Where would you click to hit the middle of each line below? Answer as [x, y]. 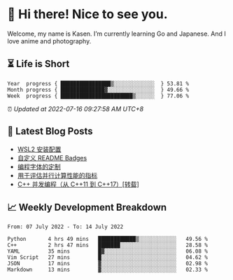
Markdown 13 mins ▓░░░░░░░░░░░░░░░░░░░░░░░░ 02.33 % [108, 270]
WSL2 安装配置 [39, 149]
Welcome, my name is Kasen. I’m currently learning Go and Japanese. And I [116, 34]
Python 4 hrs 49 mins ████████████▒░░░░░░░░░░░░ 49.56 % [108, 239]
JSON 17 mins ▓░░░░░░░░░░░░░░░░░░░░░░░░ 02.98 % [108, 264]
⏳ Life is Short [38, 64]
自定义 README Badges [52, 157]
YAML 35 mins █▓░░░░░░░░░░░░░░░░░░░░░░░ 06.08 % [108, 251]
